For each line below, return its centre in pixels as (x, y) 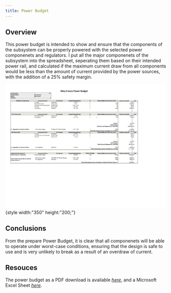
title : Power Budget (27, 11)
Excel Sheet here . (24, 285)
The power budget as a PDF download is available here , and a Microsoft (81, 280)
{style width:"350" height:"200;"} (40, 212)
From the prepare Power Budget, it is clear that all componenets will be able (85, 241)
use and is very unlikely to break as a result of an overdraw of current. (79, 252)
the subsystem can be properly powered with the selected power (74, 50)
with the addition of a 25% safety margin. (49, 77)
